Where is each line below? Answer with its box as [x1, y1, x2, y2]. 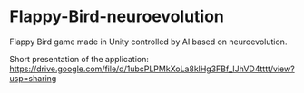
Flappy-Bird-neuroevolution [9, 6, 225, 27]
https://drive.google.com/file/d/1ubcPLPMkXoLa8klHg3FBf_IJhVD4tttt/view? [9, 63, 295, 74]
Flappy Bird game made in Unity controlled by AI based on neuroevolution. [9, 36, 288, 47]
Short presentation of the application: [9, 53, 150, 64]
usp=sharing [9, 72, 57, 83]
